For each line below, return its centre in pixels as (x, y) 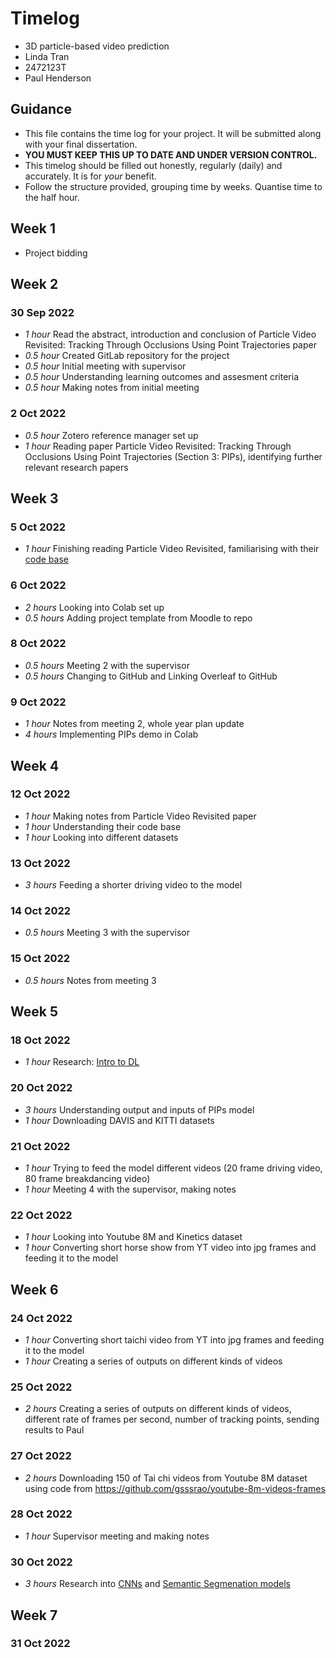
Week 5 (34, 1012)
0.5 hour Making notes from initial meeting (112, 388)
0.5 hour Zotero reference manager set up (111, 435)
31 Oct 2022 (40, 1644)
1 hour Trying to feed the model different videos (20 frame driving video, (173, 1168)
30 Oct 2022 (41, 1562)
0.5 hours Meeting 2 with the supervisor (107, 665)
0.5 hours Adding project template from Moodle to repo (138, 618)
